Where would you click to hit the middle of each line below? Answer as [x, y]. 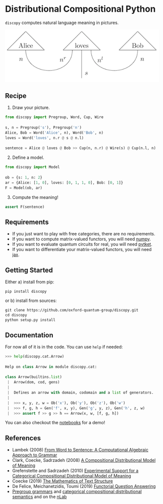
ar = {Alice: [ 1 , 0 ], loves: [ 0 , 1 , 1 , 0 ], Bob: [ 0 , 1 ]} [64, 182]
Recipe [16, 96]
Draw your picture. [31, 108]
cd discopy [16, 315]
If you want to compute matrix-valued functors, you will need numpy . [81, 239]
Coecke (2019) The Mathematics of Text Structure [62, 481]
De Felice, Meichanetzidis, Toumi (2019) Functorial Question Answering [84, 486]
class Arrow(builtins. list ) [34, 377]
